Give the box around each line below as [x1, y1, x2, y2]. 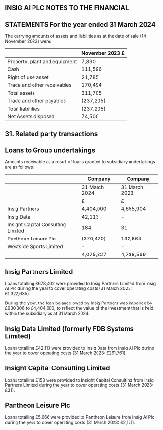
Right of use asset [7, 74, 49, 80]
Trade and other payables [7, 97, 66, 104]
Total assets [7, 90, 35, 96]
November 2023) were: [5, 38, 52, 44]
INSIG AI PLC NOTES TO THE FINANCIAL [5, 4, 130, 12]
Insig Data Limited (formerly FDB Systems [5, 324, 134, 333]
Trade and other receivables [7, 82, 72, 89]
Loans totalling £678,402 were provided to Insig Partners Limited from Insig [5, 281, 156, 287]
